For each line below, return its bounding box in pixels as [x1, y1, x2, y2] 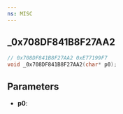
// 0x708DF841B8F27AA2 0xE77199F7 [7, 55, 108, 62]
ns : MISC [7, 10, 33, 17]
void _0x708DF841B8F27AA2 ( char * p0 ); [7, 61, 117, 69]
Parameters [7, 80, 59, 92]
